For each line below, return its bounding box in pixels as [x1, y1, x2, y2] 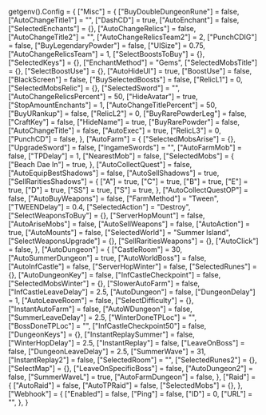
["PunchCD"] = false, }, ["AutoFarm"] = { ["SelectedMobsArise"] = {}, [8, 134, 236, 143]
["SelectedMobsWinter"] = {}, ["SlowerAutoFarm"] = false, [8, 279, 200, 288]
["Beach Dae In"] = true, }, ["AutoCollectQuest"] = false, [8, 160, 193, 169]
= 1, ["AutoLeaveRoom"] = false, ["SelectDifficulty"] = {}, [8, 296, 194, 305]
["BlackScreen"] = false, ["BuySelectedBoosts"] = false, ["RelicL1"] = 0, [8, 75, 243, 84]
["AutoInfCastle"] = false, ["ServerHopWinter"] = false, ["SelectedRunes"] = [8, 261, 257, 271]
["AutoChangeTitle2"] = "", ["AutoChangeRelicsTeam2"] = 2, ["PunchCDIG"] [8, 32, 257, 42]
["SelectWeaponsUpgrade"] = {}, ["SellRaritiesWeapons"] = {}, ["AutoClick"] [8, 236, 259, 245]
